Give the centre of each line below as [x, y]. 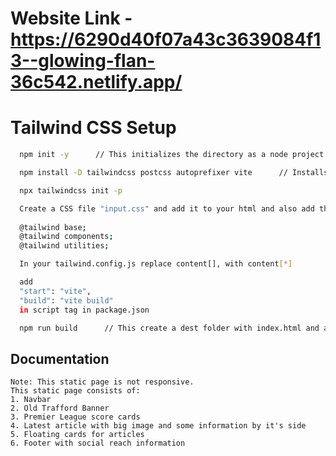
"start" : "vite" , [55, 291]
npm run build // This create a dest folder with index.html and [169, 328]
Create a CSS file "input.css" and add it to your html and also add [167, 208]
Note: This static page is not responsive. [102, 382]
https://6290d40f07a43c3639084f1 [166, 39]
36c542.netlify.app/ [96, 82]
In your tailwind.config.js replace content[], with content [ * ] [156, 264]
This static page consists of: [75, 391]
